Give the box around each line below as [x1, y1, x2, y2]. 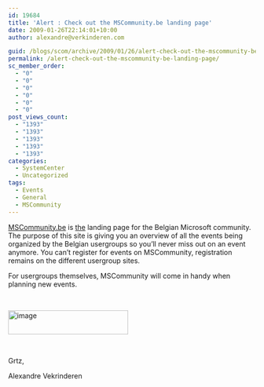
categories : [8, 157, 47, 165]
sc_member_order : [8, 62, 65, 71]
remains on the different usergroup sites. [8, 256, 140, 265]
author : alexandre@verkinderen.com [8, 33, 125, 42]
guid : [8, 48, 26, 56]
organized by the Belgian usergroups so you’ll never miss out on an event [8, 239, 246, 248]
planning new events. [8, 279, 77, 289]
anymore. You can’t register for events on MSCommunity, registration [8, 247, 233, 257]
